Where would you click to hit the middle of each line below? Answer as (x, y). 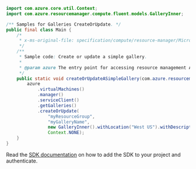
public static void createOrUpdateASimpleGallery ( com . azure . (92, 79)
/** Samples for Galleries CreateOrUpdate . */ (64, 24)
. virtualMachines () (61, 89)
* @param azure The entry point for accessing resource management (103, 68)
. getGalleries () (57, 105)
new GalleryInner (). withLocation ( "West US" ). (104, 127)
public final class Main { (39, 30)
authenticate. (22, 161)
